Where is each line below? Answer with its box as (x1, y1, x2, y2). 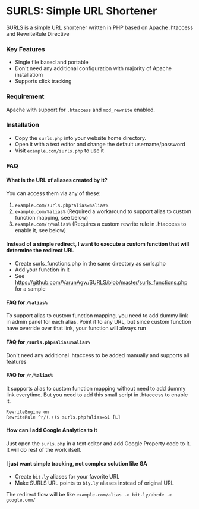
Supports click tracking (14, 77, 72, 85)
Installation (6, 121, 40, 129)
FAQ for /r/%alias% (6, 371, 53, 379)
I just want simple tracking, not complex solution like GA (6, 460, 147, 467)
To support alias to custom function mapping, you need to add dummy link (6, 312, 188, 319)
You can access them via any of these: (6, 189, 101, 197)
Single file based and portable (14, 58, 89, 66)
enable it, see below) (14, 226, 67, 233)
